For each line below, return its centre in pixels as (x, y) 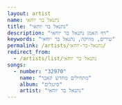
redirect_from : (29, 52)
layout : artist (29, 13)
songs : (17, 65)
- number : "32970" (40, 71)
